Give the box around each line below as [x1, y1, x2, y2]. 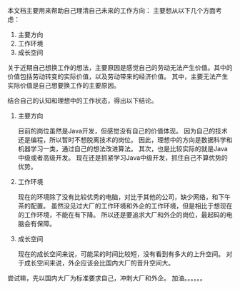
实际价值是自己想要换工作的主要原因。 [7, 81, 120, 89]
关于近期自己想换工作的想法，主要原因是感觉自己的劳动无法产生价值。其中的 [7, 64, 233, 71]
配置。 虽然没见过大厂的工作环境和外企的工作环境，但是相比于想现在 [30, 202, 233, 210]
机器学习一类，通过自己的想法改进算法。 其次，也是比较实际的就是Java [17, 145, 229, 153]
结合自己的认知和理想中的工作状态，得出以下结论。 [7, 96, 158, 105]
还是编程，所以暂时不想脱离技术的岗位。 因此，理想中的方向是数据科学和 [17, 136, 233, 144]
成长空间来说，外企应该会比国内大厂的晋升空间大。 [24, 259, 175, 267]
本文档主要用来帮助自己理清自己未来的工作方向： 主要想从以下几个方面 [7, 6, 216, 14]
